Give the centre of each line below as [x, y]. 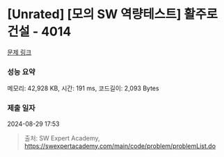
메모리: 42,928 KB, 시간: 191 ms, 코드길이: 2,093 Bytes [83, 88]
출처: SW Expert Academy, [62, 138]
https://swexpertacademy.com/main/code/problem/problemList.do [120, 146]
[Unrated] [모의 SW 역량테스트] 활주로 [112, 14]
